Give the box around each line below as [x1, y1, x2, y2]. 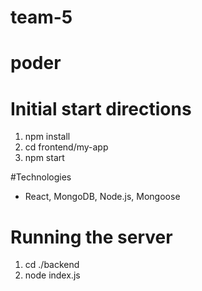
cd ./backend [24, 259, 80, 271]
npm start [24, 152, 65, 164]
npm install [24, 131, 71, 143]
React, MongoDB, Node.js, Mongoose [24, 191, 181, 203]
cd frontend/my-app [24, 141, 109, 153]
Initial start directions [10, 97, 192, 120]
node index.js [24, 269, 81, 281]
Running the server [10, 226, 173, 248]
